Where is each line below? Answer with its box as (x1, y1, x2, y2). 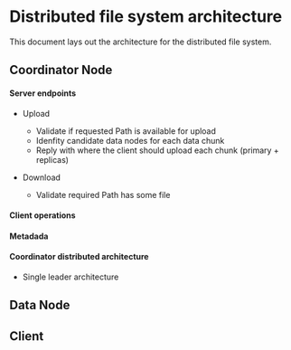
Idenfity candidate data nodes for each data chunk (35, 135, 225, 146)
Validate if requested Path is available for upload (35, 125, 217, 137)
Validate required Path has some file (35, 189, 171, 200)
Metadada (9, 231, 49, 241)
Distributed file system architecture (9, 6, 283, 27)
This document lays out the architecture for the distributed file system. (9, 36, 272, 47)
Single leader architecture (22, 271, 119, 282)
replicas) (35, 154, 70, 165)
